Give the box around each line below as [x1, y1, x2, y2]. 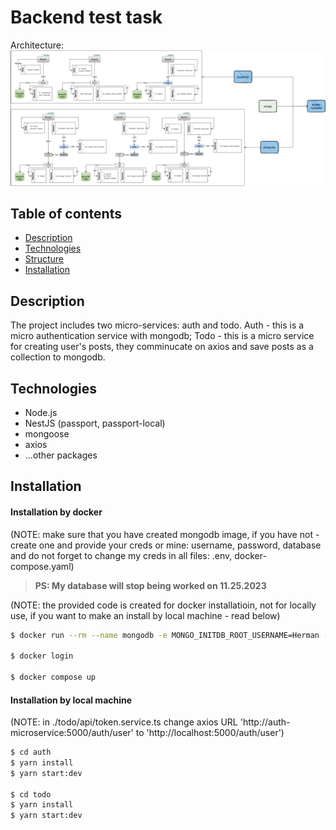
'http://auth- [239, 716, 291, 728]
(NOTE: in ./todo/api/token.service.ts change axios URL [10, 716, 238, 728]
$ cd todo [10, 789, 52, 800]
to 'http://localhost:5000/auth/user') [135, 727, 285, 739]
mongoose [24, 427, 70, 440]
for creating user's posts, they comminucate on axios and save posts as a [10, 341, 314, 353]
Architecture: [10, 39, 65, 51]
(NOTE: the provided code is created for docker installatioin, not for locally [10, 599, 317, 611]
